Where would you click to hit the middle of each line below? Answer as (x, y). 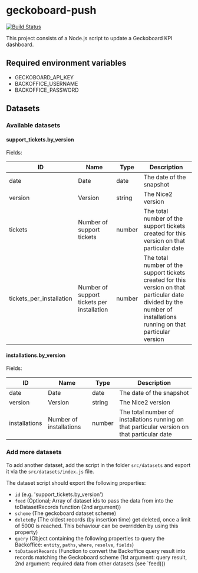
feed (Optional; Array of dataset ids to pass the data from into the (94, 500)
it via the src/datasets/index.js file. (50, 471)
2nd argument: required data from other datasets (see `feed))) (90, 564)
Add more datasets (34, 452)
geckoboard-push (51, 10)
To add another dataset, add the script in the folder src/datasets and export (98, 465)
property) (26, 532)
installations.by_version (36, 355)
